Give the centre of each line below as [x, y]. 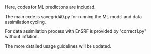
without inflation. [22, 37]
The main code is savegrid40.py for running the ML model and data [73, 16]
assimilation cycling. [26, 22]
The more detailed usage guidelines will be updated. [58, 46]
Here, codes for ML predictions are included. [50, 7]
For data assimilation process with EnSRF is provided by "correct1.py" [76, 31]
